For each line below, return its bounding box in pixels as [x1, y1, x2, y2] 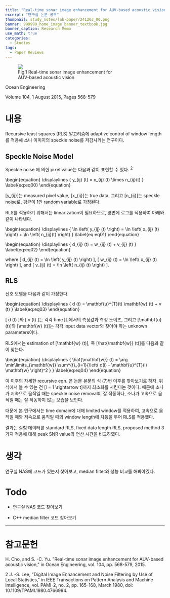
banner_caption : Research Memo [5, 26, 71, 31]
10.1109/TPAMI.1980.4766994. [5, 587, 68, 593]
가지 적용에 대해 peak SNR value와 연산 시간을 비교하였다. [5, 431, 120, 437]
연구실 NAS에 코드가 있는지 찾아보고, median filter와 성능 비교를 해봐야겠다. [5, 468, 155, 474]
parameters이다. [5, 329, 39, 335]
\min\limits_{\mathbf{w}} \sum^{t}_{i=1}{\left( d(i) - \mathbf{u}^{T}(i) [5, 362, 148, 368]
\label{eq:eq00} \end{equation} [5, 182, 71, 188]
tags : [5, 45, 17, 50]
